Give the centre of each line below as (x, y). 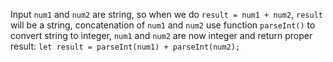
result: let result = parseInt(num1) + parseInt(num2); (125, 46)
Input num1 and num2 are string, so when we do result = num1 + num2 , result (166, 14)
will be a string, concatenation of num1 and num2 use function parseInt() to (163, 25)
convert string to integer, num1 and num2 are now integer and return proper (161, 35)
